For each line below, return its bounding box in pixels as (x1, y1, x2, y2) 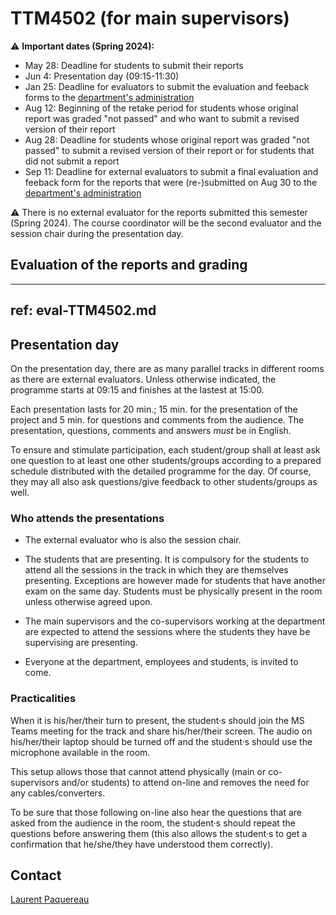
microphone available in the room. (10, 746, 151, 758)
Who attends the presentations (10, 511, 165, 525)
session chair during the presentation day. (10, 227, 184, 239)
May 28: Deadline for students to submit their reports (24, 59, 244, 71)
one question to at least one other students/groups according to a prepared (10, 454, 322, 466)
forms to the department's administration (24, 91, 195, 103)
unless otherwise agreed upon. (24, 596, 153, 608)
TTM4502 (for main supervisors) (10, 7, 290, 30)
